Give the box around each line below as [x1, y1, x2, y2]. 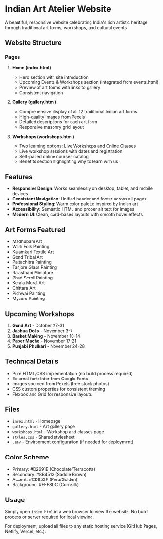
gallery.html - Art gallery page [12, 423, 75, 429]
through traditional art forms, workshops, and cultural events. [5, 24, 128, 30]
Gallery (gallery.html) [12, 99, 57, 105]
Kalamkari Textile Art [12, 249, 54, 255]
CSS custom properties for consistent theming [12, 386, 106, 392]
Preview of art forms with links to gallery [19, 84, 101, 90]
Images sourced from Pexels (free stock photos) [12, 380, 109, 386]
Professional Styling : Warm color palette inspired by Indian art [12, 201, 138, 207]
